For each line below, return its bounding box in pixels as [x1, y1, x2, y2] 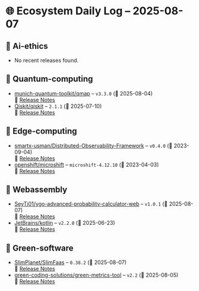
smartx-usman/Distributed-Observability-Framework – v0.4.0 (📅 [14, 142, 173, 149]
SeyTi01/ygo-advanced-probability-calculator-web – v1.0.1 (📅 [14, 200, 168, 208]
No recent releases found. [14, 57, 79, 64]
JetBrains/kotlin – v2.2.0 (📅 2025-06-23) [14, 219, 115, 227]
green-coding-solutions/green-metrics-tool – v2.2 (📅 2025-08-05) [14, 271, 179, 278]
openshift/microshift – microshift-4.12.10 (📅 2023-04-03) [14, 161, 159, 168]
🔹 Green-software [5, 243, 74, 253]
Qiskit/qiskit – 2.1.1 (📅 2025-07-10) [14, 103, 102, 110]
